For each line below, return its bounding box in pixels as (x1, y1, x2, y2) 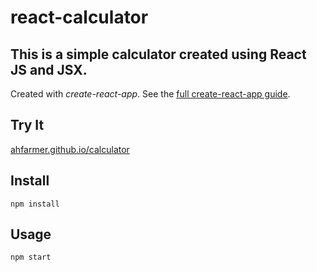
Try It (10, 117, 45, 134)
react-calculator (10, 6, 149, 29)
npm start (10, 252, 52, 263)
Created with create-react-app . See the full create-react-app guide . (10, 88, 291, 100)
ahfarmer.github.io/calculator (10, 143, 130, 155)
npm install (10, 199, 60, 209)
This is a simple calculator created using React (10, 46, 307, 63)
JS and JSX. (10, 61, 88, 78)
